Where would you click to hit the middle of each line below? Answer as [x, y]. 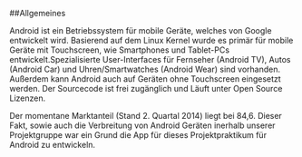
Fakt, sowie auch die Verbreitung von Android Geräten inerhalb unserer [142, 125]
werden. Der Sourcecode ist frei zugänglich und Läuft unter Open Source [146, 88]
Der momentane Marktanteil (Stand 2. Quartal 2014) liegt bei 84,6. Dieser [146, 116]
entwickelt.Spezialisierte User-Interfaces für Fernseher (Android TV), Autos [151, 59]
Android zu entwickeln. [53, 145]
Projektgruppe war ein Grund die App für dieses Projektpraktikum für [138, 135]
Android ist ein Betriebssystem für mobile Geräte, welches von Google [141, 30]
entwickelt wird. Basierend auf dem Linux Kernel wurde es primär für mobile [151, 40]
